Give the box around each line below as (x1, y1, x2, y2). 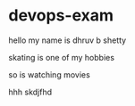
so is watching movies (8, 69, 90, 80)
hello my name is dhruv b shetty (8, 35, 127, 45)
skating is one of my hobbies (8, 52, 115, 62)
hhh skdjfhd (8, 86, 53, 97)
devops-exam (8, 5, 114, 26)
